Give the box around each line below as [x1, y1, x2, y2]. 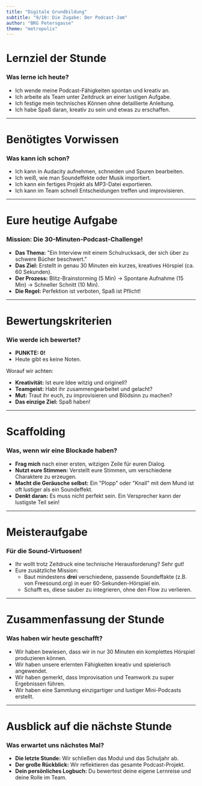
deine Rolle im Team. [14, 774, 67, 781]
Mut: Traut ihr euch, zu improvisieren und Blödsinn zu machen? [14, 392, 173, 399]
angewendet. [14, 667, 48, 675]
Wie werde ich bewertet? [6, 335, 81, 344]
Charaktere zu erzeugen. [14, 473, 77, 480]
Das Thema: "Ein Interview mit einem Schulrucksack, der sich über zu [14, 249, 189, 256]
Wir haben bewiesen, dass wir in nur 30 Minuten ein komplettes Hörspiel [14, 648, 195, 655]
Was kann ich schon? [6, 154, 70, 163]
